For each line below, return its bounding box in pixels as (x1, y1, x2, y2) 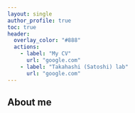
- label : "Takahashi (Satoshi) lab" (20, 63, 129, 70)
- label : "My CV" (20, 50, 72, 58)
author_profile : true (7, 17, 72, 24)
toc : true (7, 23, 37, 31)
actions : (13, 43, 40, 50)
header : (7, 30, 31, 38)
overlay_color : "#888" (13, 37, 81, 44)
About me (7, 96, 52, 108)
